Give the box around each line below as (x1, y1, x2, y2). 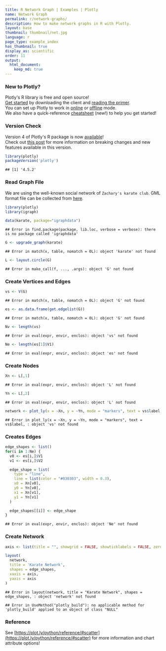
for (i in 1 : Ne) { (5, 449, 41, 454)
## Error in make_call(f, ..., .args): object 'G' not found (5, 267, 134, 272)
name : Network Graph (5, 12, 48, 17)
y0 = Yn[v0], (14, 486, 41, 490)
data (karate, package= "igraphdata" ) (5, 218, 81, 223)
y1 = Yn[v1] (14, 494, 39, 499)
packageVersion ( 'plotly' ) (5, 159, 58, 163)
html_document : (9, 62, 41, 67)
